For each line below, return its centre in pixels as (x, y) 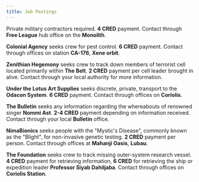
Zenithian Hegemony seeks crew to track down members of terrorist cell (96, 64)
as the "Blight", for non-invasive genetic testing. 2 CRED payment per (91, 137)
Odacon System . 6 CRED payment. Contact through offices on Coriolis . (94, 95)
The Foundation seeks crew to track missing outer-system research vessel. (99, 155)
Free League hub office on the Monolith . (56, 35)
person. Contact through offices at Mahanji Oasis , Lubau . (77, 143)
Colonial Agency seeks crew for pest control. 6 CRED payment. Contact (94, 46)
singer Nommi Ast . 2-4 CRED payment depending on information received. (98, 112)
